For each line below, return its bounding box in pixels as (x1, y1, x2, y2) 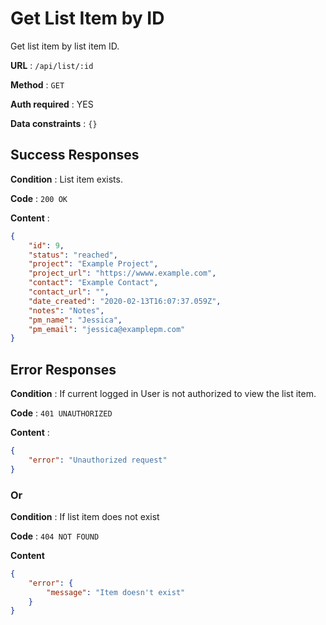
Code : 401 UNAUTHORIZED (10, 407, 113, 419)
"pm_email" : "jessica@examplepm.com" (28, 324, 186, 334)
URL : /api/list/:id (10, 59, 94, 71)
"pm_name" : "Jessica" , (28, 315, 123, 325)
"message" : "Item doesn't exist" (46, 587, 186, 597)
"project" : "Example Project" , (28, 259, 159, 269)
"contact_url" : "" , (28, 287, 110, 297)
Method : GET (10, 78, 65, 91)
